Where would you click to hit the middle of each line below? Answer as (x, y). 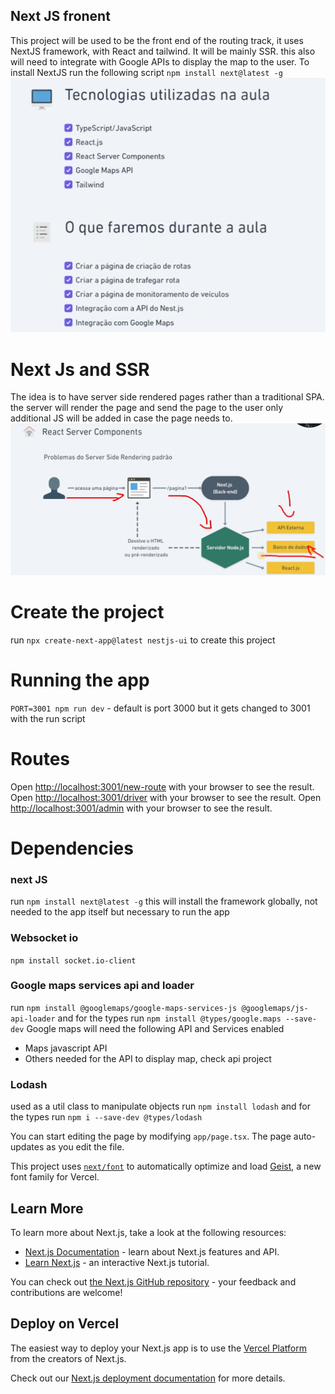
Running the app (80, 680)
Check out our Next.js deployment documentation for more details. (148, 1378)
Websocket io (44, 938)
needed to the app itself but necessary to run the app (120, 912)
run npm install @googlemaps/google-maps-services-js (124, 1007)
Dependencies (72, 848)
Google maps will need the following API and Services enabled (155, 1028)
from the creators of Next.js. (68, 1358)
